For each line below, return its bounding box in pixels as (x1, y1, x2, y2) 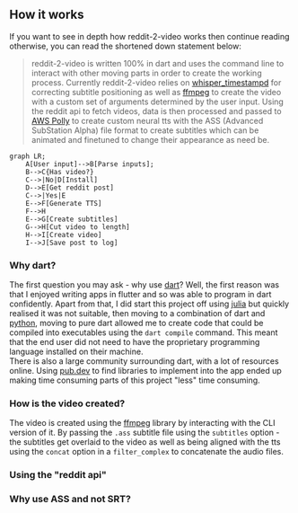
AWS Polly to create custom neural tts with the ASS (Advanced (31, 115, 264, 126)
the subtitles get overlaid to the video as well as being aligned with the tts (9, 437, 281, 447)
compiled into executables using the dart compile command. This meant (9, 327, 278, 338)
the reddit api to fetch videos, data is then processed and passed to (31, 105, 282, 116)
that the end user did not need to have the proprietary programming (9, 337, 260, 348)
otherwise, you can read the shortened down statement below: (9, 40, 242, 51)
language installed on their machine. (9, 346, 144, 358)
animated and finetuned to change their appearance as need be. (31, 134, 270, 145)
